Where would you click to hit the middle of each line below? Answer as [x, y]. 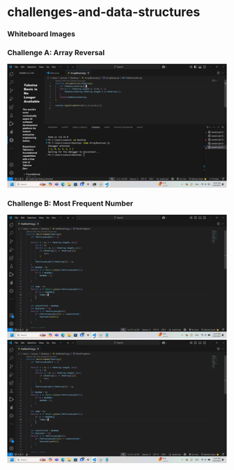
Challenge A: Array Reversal [56, 53]
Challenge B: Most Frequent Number [70, 203]
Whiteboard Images [41, 34]
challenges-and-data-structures [104, 12]
